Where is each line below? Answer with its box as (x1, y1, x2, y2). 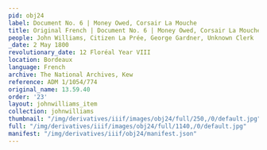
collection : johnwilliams (8, 108, 94, 116)
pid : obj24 (8, 11, 44, 20)
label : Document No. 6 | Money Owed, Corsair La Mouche (8, 19, 197, 27)
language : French (8, 63, 66, 71)
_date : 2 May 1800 (8, 41, 69, 49)
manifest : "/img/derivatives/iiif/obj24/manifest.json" (8, 129, 197, 137)
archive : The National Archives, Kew (8, 71, 133, 79)
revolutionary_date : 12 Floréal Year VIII (8, 48, 151, 56)
